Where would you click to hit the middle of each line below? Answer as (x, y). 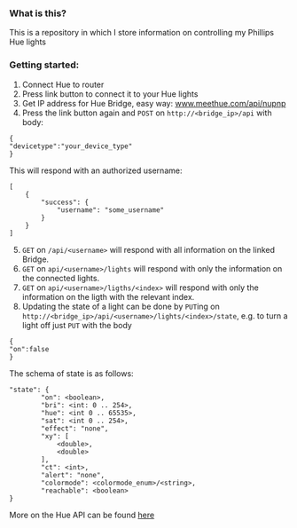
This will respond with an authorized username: (96, 170)
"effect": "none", (75, 429)
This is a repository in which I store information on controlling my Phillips (142, 33)
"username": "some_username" (110, 210)
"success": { (65, 202)
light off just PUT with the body (77, 325)
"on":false (29, 349)
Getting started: (44, 65)
